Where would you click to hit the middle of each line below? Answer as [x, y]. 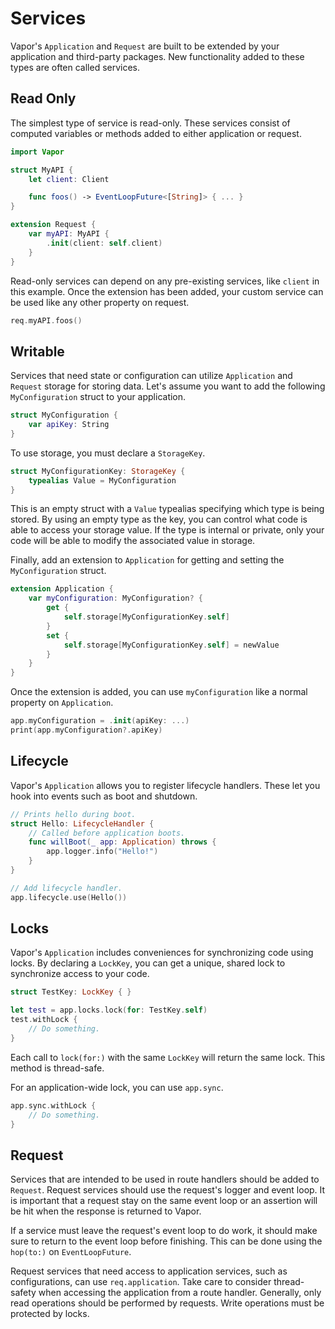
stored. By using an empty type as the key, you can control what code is [159, 519]
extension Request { [53, 225]
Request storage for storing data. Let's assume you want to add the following [168, 386]
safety [23, 1293]
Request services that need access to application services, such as [149, 1271]
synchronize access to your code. [80, 974]
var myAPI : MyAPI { [69, 234]
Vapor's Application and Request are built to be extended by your [145, 46]
